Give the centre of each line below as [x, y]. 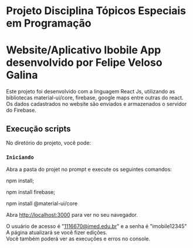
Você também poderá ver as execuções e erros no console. [78, 239]
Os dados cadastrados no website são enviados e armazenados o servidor [97, 104]
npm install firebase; [31, 192]
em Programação [49, 23]
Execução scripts [39, 128]
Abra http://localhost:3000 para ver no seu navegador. [72, 215]
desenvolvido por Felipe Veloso [84, 63]
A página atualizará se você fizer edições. [57, 233]
